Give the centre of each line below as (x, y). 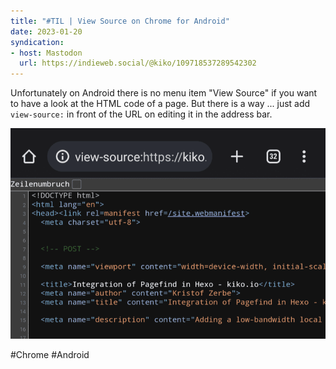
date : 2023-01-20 (46, 31)
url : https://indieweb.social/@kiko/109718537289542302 (138, 63)
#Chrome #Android (50, 355)
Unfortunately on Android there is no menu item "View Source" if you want (164, 93)
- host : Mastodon (46, 53)
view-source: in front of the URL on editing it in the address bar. (141, 114)
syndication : (37, 42)
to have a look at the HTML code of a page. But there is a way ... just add (160, 104)
